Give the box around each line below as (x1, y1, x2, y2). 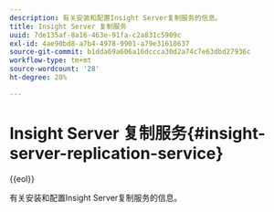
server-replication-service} (9, 143, 224, 164)
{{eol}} (9, 173, 35, 184)
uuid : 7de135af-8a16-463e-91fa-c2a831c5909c (9, 30, 182, 39)
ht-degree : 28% (9, 73, 68, 82)
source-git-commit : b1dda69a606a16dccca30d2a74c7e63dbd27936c (9, 48, 251, 57)
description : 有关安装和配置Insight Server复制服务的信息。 (9, 13, 222, 23)
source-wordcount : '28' (9, 65, 100, 74)
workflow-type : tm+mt (9, 56, 92, 65)
